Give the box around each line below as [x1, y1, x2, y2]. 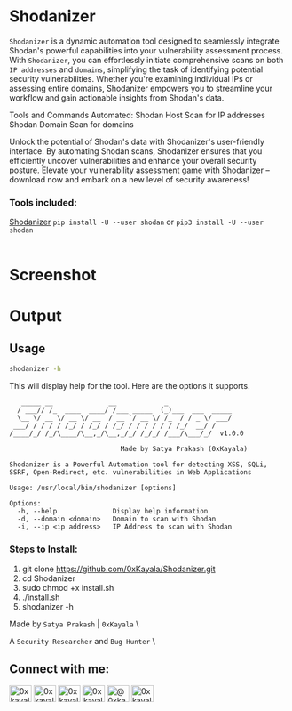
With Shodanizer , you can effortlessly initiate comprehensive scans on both [9, 54, 284, 65]
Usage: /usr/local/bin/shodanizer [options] [9, 483, 177, 493]
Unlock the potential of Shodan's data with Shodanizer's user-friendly [9, 136, 264, 147]
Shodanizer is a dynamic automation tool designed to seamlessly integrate [9, 36, 280, 46]
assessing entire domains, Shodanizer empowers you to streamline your [9, 83, 273, 93]
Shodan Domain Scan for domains [9, 118, 135, 130]
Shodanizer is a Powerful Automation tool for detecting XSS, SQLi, [9, 460, 268, 469]
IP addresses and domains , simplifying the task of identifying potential [9, 64, 264, 75]
